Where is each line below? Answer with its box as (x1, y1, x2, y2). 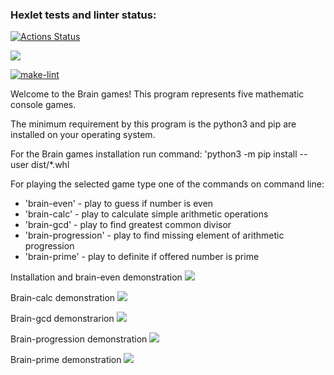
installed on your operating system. (10, 129, 156, 141)
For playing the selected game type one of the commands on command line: (10, 178, 325, 190)
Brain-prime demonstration (10, 354, 122, 366)
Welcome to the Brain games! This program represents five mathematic (10, 88, 305, 100)
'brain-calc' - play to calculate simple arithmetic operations (24, 208, 269, 220)
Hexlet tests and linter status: (10, 8, 157, 22)
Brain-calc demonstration (10, 292, 116, 304)
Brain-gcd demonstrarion (10, 313, 115, 325)
